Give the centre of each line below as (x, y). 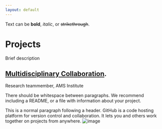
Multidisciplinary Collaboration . (56, 74)
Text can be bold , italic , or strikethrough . (47, 24)
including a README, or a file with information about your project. (73, 101)
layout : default (22, 10)
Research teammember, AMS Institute (45, 86)
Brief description (23, 58)
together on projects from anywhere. (43, 121)
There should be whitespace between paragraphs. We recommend (75, 95)
